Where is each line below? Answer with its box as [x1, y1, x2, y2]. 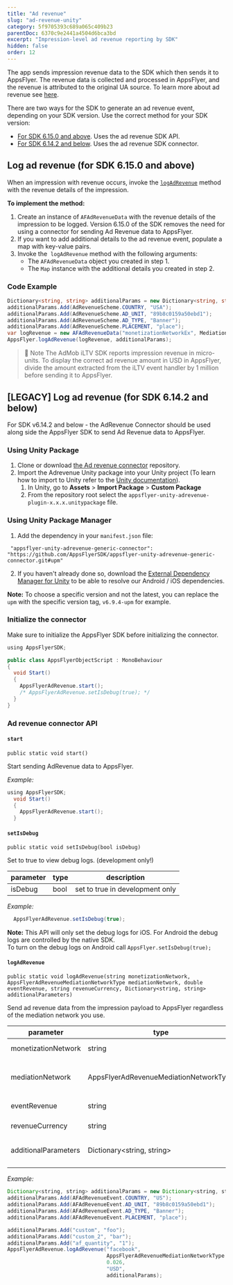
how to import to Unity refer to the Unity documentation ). [17, 476, 180, 484]
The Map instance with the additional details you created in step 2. [27, 264, 215, 272]
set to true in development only [75, 885, 177, 894]
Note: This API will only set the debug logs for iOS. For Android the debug [7, 929, 218, 937]
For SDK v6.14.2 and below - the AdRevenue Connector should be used [7, 420, 212, 429]
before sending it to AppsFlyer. [24, 371, 113, 379]
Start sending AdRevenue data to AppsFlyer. [7, 762, 134, 770]
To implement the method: [7, 199, 85, 207]
